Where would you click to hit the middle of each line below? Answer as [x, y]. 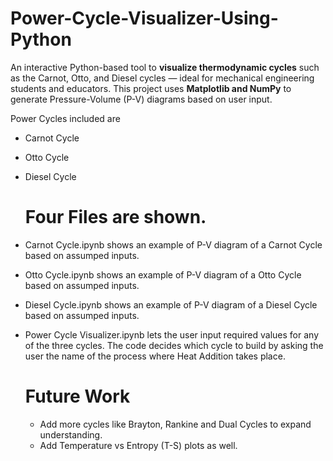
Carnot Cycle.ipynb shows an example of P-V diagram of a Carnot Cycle [173, 244]
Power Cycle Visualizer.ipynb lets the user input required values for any [171, 334]
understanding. [71, 434]
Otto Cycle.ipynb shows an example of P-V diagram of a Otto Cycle [163, 274]
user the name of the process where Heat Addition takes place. [155, 356]
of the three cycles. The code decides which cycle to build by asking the [174, 345]
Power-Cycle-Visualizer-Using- [144, 18]
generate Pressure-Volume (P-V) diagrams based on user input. [141, 99]
